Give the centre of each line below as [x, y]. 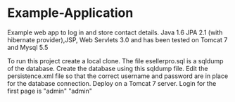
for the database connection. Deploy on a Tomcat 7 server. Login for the [112, 83]
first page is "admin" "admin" [50, 91]
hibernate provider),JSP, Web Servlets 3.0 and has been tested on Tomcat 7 [118, 39]
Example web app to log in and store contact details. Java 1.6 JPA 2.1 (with [115, 32]
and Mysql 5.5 [28, 47]
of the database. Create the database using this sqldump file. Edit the [108, 68]
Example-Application [70, 13]
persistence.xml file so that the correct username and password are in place [118, 76]
